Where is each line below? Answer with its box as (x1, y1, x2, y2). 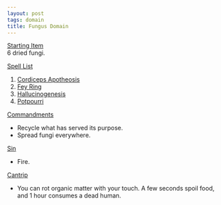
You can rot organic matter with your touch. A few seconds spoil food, (16, 184, 215, 193)
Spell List (7, 62, 33, 71)
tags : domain (7, 16, 44, 23)
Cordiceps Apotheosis (16, 75, 80, 84)
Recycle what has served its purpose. (16, 124, 123, 132)
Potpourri (16, 97, 44, 106)
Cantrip (7, 171, 29, 179)
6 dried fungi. (7, 49, 46, 57)
